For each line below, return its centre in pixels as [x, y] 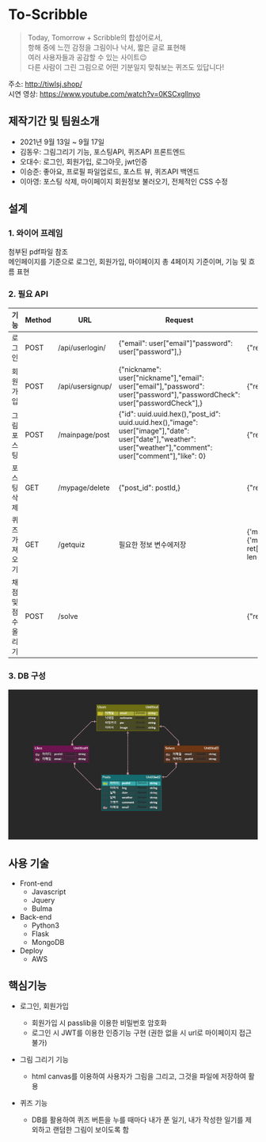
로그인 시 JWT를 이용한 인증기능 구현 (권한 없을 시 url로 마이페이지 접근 [141, 1033]
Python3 [45, 925]
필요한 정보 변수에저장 [152, 544]
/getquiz [72, 544]
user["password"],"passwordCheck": [179, 394]
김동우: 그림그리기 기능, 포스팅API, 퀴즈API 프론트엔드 [103, 151]
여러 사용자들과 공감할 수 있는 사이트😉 [87, 57]
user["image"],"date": [154, 431]
